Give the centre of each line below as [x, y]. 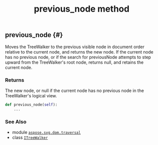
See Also [16, 122]
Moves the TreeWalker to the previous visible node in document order [75, 47]
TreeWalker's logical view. [31, 95]
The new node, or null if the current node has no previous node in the [75, 91]
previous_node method [82, 9]
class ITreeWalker [30, 137]
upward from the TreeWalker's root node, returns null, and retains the [74, 62]
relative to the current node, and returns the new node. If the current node [79, 52]
